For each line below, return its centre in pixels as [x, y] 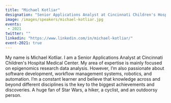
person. [13, 95]
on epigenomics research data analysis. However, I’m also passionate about [85, 68]
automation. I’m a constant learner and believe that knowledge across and [83, 79]
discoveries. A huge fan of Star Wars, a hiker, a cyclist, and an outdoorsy [81, 90]
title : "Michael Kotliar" [33, 10]
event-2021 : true [24, 43]
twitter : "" [18, 33]
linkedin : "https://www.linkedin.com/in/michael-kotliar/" [69, 39]
